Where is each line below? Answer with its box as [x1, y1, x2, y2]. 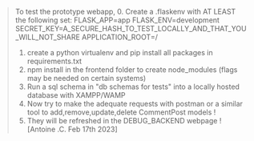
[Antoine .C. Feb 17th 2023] [26, 124, 118, 134]
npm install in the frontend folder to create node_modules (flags [26, 65, 238, 75]
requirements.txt [26, 56, 82, 66]
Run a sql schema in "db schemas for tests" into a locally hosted [26, 82, 240, 91]
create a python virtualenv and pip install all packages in [26, 48, 213, 57]
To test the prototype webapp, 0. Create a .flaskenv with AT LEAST [14, 7, 236, 16]
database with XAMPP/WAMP [26, 91, 126, 99]
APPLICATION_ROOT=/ [82, 32, 158, 42]
